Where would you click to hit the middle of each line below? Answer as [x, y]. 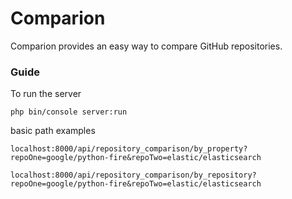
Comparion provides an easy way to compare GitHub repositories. [146, 46]
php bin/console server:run [69, 112]
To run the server [46, 94]
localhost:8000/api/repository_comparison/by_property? [129, 149]
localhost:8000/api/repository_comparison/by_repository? [133, 175]
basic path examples [53, 131]
